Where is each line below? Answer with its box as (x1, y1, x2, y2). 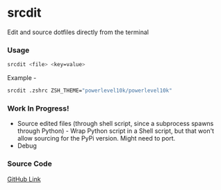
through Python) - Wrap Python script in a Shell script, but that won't (17, 127, 214, 135)
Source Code (7, 159, 52, 168)
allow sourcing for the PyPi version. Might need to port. (17, 134, 176, 143)
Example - (7, 74, 37, 82)
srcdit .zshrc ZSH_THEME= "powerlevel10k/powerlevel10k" (7, 87, 172, 95)
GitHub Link (7, 175, 41, 183)
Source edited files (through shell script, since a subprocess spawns (17, 120, 214, 128)
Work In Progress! (7, 103, 69, 113)
